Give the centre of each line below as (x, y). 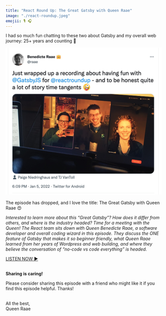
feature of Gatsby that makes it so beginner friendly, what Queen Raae (78, 239)
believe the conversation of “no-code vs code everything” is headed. (76, 249)
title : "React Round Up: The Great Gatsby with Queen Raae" (69, 10)
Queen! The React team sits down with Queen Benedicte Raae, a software (82, 228)
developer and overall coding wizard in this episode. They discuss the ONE (82, 234)
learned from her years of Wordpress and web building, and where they (79, 244)
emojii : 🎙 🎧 (19, 21)
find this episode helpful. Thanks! (40, 289)
